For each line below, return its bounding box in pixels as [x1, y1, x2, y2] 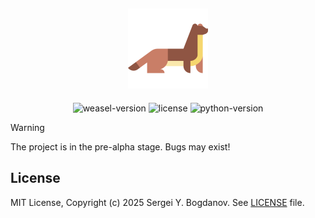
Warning [10, 121, 45, 133]
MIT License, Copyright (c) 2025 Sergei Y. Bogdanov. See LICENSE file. [10, 196, 305, 208]
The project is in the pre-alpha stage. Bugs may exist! [10, 140, 231, 153]
